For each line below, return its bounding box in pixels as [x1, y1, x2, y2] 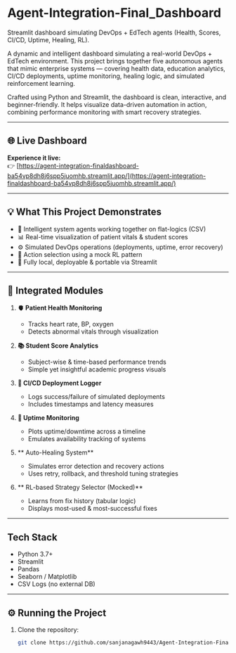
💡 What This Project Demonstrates [7, 206, 162, 218]
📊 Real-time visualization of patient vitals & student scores [17, 232, 188, 241]
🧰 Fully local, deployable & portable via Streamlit [17, 258, 157, 266]
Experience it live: [7, 153, 61, 162]
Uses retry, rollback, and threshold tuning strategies [27, 469, 179, 478]
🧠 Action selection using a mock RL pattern [17, 250, 143, 258]
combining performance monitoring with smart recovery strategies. [7, 108, 202, 116]
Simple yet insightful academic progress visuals [27, 365, 166, 374]
